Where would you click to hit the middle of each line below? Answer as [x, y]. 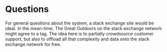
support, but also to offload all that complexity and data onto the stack [77, 39]
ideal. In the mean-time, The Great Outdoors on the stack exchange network [83, 28]
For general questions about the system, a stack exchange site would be [80, 23]
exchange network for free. [33, 44]
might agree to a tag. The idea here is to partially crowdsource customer [79, 33]
